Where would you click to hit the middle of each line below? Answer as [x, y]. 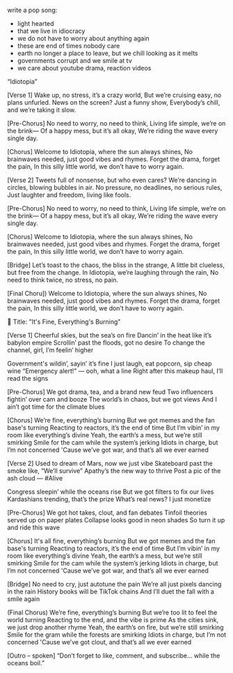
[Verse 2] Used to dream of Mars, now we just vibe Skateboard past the [110, 463]
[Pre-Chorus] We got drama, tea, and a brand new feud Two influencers [110, 392]
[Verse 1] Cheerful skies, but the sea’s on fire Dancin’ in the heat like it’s [110, 335]
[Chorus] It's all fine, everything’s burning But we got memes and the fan [111, 541]
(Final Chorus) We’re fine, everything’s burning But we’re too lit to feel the [112, 612]
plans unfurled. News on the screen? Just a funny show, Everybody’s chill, [114, 103]
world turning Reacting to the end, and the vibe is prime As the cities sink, [113, 620]
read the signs [28, 378]
